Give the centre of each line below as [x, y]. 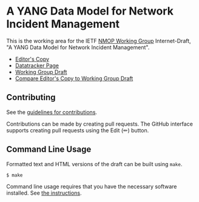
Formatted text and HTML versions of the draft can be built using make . [94, 164]
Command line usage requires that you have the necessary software [92, 187]
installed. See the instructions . [44, 193]
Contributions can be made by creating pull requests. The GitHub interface [99, 124]
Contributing [31, 97]
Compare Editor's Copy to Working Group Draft [74, 78]
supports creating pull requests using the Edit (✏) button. [78, 130]
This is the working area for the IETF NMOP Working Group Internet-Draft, [99, 41]
